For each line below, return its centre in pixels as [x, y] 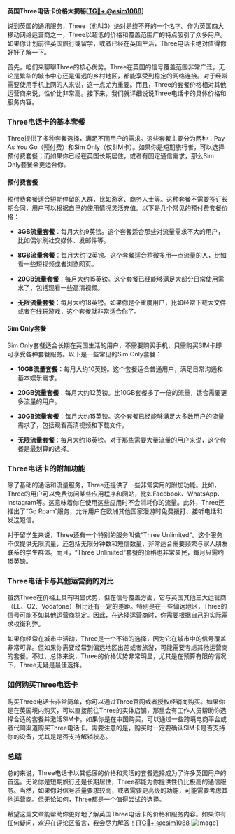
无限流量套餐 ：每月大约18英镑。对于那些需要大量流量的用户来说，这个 [119, 440]
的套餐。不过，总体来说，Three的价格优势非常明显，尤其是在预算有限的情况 [117, 656]
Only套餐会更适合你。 [38, 165]
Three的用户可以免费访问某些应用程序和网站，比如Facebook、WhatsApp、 [115, 494]
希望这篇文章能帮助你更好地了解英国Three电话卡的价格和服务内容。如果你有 [117, 814]
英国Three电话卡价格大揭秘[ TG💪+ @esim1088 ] [76, 11]
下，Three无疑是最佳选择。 [47, 665]
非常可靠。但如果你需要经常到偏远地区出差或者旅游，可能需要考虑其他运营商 [117, 648]
